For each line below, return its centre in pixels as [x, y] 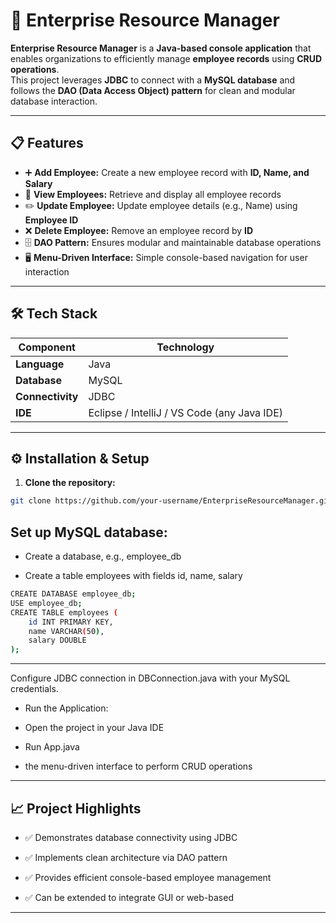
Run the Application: [66, 708]
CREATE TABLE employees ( [64, 612]
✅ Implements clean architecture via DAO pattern [126, 857]
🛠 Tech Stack [54, 314]
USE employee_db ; [46, 603]
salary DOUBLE [57, 640]
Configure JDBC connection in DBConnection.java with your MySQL [150, 678]
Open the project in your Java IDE [94, 728]
